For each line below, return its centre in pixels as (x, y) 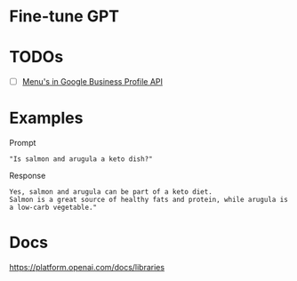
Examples (46, 118)
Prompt (23, 143)
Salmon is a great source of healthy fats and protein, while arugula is (149, 200)
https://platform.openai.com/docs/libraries (87, 268)
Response (28, 176)
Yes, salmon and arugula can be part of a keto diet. (111, 192)
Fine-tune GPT (64, 16)
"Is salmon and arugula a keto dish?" (81, 159)
